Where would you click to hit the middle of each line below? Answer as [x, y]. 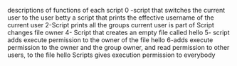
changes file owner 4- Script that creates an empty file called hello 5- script [118, 32]
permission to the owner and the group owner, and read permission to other [118, 47]
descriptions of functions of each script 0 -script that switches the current [116, 10]
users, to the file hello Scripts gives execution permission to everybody [111, 55]
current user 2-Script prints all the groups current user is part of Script [111, 25]
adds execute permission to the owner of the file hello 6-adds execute [110, 40]
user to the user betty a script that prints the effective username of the [111, 18]
